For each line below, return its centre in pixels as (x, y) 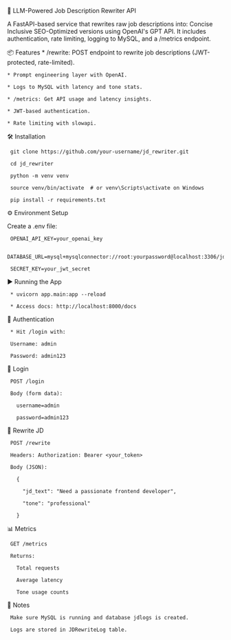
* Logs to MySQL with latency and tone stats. (75, 87)
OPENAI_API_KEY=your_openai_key (56, 239)
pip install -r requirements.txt (58, 200)
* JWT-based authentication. (49, 111)
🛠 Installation (26, 137)
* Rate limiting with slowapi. (52, 123)
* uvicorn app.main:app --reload (58, 294)
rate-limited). (56, 62)
